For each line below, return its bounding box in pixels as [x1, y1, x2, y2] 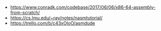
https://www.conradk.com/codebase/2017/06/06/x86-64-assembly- [10, 4, 156, 10]
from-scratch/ [10, 9, 40, 15]
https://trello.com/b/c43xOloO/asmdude [10, 20, 95, 26]
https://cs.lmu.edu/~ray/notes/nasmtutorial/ [10, 15, 103, 20]
